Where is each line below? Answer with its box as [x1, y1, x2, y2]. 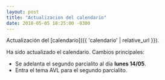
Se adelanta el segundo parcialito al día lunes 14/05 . [15, 60, 146, 67]
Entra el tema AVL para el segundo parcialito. [15, 67, 128, 74]
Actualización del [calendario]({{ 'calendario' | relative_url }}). [6, 37, 159, 44]
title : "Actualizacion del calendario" [6, 15, 107, 21]
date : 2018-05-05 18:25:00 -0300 [6, 20, 91, 26]
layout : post [6, 8, 39, 15]
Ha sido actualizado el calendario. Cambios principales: [6, 48, 145, 56]
